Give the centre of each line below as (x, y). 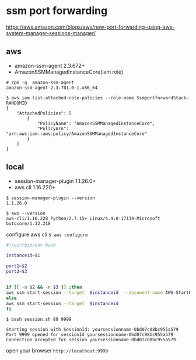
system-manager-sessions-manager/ (51, 33)
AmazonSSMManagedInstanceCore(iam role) (69, 72)
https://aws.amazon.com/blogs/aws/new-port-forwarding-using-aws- (90, 27)
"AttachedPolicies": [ (44, 113)
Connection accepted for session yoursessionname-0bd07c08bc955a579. (92, 340)
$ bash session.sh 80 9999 (39, 320)
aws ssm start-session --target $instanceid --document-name (85, 292)
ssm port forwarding (57, 11)
